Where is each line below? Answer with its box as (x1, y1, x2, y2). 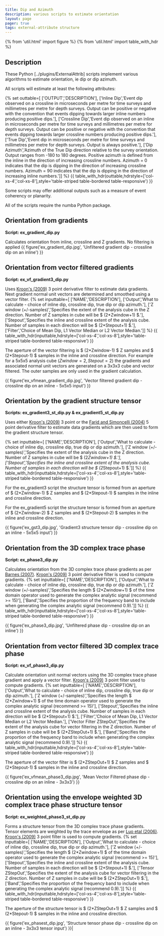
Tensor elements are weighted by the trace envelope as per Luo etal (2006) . (5, 829, 159, 834)
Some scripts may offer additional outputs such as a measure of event (5, 188, 146, 193)
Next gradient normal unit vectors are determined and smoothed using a (5, 291, 150, 297)
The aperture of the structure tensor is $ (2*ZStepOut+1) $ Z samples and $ (5, 905, 158, 911)
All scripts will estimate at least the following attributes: (5, 85, 116, 91)
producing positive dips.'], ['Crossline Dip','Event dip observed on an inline (5, 116, 155, 122)
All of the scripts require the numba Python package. (5, 202, 111, 208)
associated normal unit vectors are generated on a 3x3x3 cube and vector (5, 362, 155, 369)
